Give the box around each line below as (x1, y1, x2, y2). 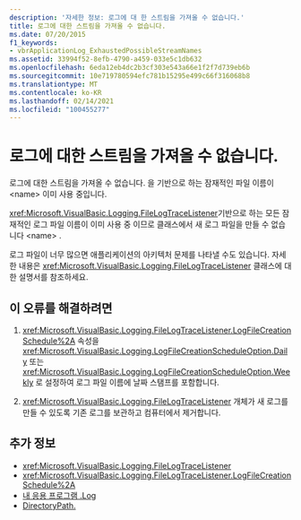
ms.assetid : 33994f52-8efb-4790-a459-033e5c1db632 (9, 55, 202, 64)
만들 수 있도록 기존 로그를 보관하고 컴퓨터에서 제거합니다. (21, 407, 221, 418)
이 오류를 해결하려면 (9, 300, 113, 316)
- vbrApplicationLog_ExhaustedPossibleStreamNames (9, 47, 202, 56)
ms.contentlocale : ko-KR (9, 88, 102, 97)
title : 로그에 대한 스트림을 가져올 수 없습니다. (9, 22, 167, 30)
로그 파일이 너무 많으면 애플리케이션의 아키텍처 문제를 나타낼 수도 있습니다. (9, 249, 271, 260)
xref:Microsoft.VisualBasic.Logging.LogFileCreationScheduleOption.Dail (21, 346, 288, 356)
